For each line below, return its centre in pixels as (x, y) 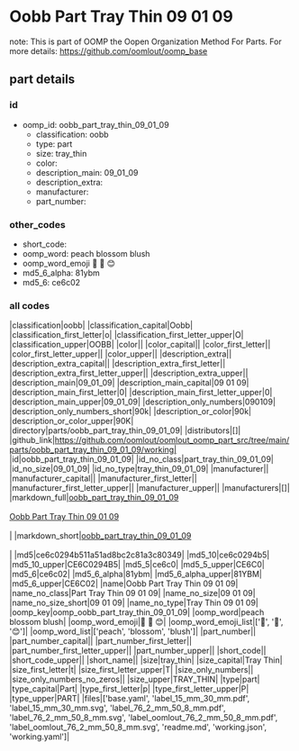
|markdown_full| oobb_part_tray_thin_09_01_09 (94, 498)
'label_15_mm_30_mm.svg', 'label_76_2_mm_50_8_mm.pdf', (118, 708)
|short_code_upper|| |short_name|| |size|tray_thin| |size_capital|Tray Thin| (146, 660)
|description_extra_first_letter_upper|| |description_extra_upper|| (129, 373)
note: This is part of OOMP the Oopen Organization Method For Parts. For (145, 41)
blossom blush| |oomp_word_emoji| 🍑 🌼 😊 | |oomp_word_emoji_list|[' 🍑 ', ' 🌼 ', (146, 622)
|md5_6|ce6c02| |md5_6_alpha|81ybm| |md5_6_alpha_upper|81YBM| (136, 575)
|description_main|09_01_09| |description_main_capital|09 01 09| (129, 383)
